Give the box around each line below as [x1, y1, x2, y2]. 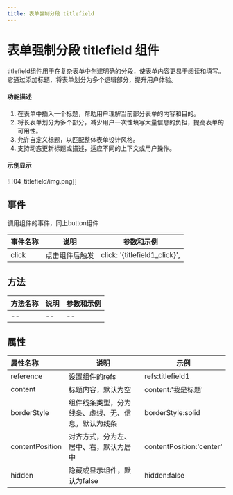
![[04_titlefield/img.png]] [7, 177, 78, 185]
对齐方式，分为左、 [68, 432, 132, 441]
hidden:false [144, 471, 185, 480]
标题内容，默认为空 [68, 385, 132, 395]
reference [10, 371, 43, 381]
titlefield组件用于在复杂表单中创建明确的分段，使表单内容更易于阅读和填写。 [7, 67, 225, 75]
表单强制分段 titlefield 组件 [7, 42, 159, 58]
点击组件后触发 [45, 250, 95, 260]
